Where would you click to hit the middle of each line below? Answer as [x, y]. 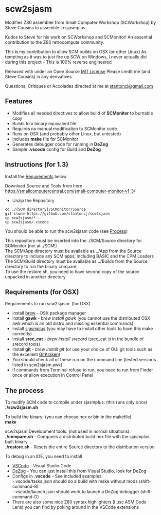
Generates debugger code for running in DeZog [60, 144]
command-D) [26, 497]
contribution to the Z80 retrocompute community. [55, 42]
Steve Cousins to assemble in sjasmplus [45, 27]
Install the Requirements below [36, 176]
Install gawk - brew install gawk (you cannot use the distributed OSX [81, 318]
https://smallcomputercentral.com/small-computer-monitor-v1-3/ [70, 191]
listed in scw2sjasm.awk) [37, 365]
